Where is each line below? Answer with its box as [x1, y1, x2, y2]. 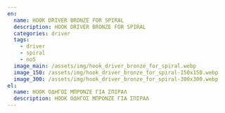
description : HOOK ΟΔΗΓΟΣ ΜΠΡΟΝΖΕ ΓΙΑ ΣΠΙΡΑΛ [13, 95, 150, 102]
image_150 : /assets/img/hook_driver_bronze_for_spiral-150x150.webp [13, 69, 219, 76]
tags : [13, 36, 30, 44]
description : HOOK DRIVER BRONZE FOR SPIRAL [13, 23, 146, 30]
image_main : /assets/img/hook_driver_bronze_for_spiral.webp [13, 62, 197, 69]
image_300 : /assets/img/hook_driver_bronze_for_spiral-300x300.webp [13, 75, 219, 83]
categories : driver [13, 29, 71, 37]
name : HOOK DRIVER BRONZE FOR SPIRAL [13, 17, 124, 24]
